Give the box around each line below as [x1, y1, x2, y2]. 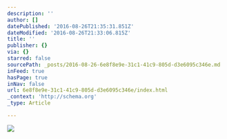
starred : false [7, 55, 51, 62]
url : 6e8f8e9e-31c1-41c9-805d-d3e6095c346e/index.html [7, 87, 168, 94]
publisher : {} [7, 42, 48, 49]
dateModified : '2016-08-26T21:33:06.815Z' [7, 29, 131, 36]
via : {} [7, 49, 30, 56]
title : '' [7, 36, 36, 43]
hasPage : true [7, 74, 48, 81]
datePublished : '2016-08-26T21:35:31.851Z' [7, 23, 135, 30]
